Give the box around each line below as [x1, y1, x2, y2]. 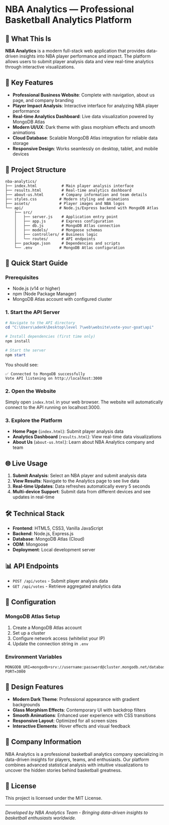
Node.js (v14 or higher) [12, 285, 60, 291]
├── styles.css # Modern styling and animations [5, 196, 129, 201]
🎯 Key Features [5, 78, 54, 87]
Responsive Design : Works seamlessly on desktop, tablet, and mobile [12, 145, 158, 151]
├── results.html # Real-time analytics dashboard [5, 188, 132, 193]
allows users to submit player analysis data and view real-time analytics [5, 59, 154, 64]
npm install [5, 339, 30, 344]
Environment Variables [5, 653, 62, 660]
